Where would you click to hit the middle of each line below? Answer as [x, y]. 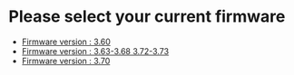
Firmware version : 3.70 [66, 61]
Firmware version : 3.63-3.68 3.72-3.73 [95, 51]
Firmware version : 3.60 [66, 42]
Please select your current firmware [147, 17]
